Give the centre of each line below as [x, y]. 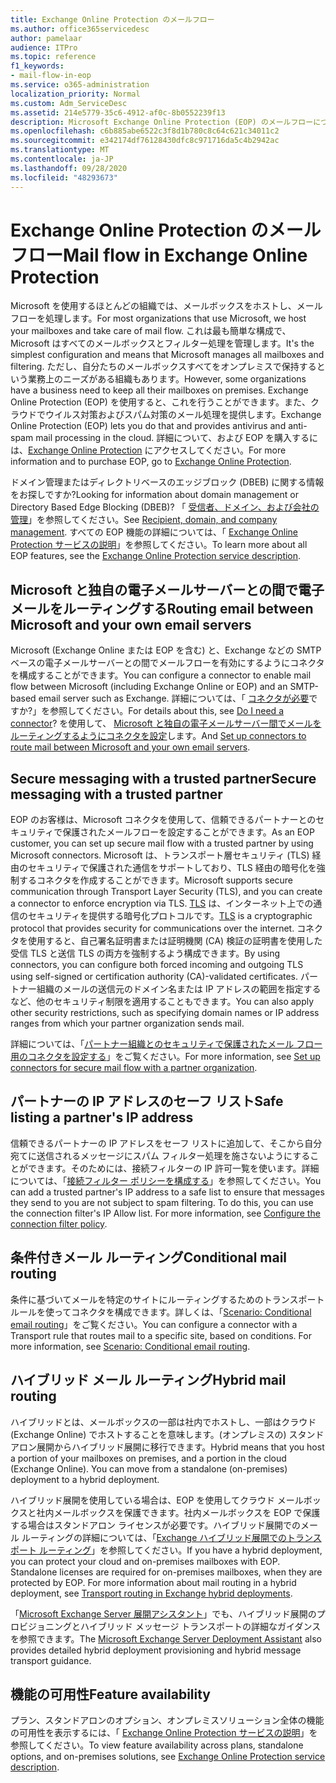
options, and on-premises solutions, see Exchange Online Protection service [168, 1757]
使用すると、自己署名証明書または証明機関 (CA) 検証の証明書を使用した [175, 941]
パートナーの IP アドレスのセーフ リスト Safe [147, 1101]
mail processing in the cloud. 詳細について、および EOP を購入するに [177, 438]
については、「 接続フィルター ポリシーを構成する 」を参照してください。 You [166, 1180]
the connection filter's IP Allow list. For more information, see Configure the [165, 1213]
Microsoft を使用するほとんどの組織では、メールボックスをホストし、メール [166, 306]
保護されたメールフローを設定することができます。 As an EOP [188, 832]
